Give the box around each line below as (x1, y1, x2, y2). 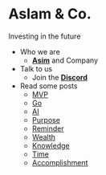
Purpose (31, 115, 60, 124)
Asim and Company (31, 55, 99, 65)
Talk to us (19, 63, 53, 73)
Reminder (31, 124, 64, 133)
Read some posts (19, 81, 78, 91)
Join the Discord (31, 72, 88, 82)
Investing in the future (8, 31, 81, 41)
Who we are (19, 47, 60, 56)
